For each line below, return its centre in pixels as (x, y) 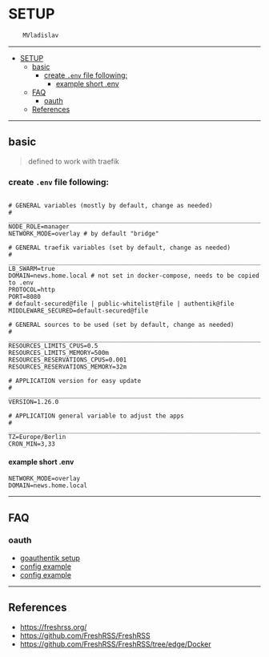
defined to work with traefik (74, 161)
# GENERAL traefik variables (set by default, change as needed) (119, 248)
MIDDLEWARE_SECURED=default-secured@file (78, 310)
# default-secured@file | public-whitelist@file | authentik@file (121, 304)
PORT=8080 (25, 296)
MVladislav (41, 35)
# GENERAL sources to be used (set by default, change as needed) (121, 324)
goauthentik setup (50, 558)
